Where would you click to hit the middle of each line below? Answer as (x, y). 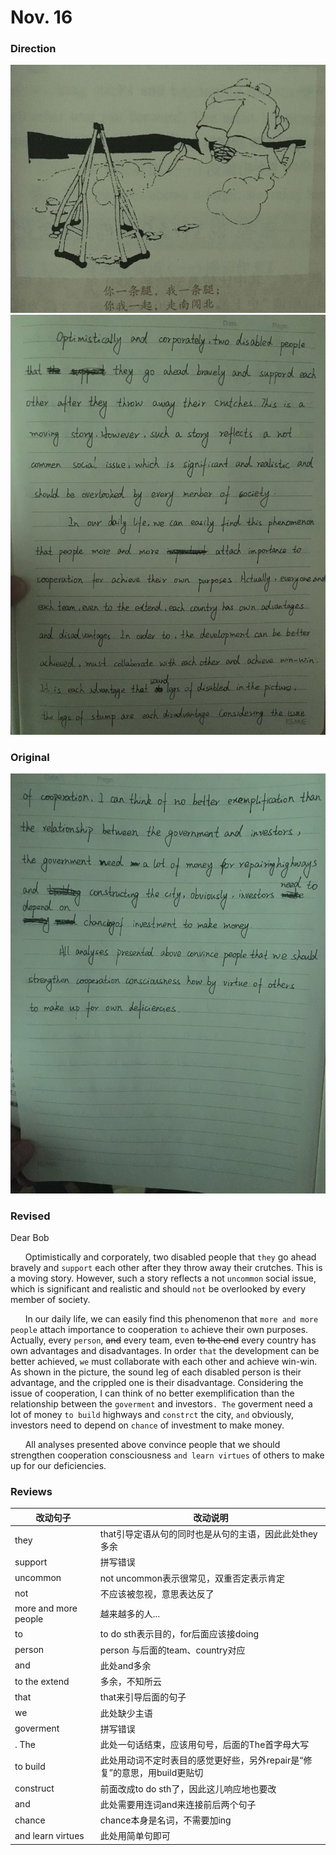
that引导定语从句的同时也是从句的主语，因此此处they (208, 1534)
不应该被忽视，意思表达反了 (157, 1593)
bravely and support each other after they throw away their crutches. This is (166, 1268)
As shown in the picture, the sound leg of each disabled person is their (156, 1372)
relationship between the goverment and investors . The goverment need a (161, 1404)
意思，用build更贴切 (162, 1773)
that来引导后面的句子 (143, 1697)
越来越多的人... (130, 1614)
